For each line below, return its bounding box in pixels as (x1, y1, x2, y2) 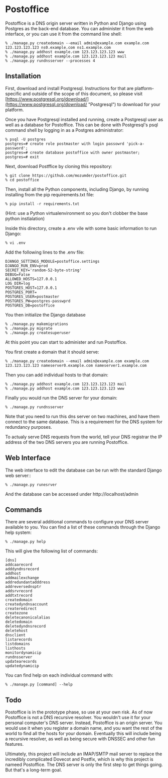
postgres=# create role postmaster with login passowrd (5, 141, 124, 146)
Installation (5, 72, 41, 81)
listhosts (5, 646, 26, 651)
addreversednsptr (5, 584, 42, 589)
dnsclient (5, 633, 26, 638)
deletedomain (5, 619, 33, 625)
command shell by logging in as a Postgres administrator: (5, 127, 124, 133)
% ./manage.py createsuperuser (5, 330, 71, 335)
